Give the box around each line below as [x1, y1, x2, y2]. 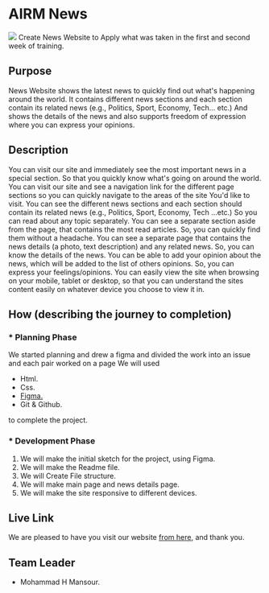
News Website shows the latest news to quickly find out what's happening [8, 85, 255, 95]
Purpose [8, 64, 52, 78]
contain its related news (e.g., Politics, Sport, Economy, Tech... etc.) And [8, 102, 248, 113]
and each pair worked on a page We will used [8, 359, 160, 369]
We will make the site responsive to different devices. [19, 488, 197, 497]
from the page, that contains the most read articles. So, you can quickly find [8, 224, 261, 234]
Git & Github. [19, 400, 63, 410]
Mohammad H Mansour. [19, 577, 101, 587]
